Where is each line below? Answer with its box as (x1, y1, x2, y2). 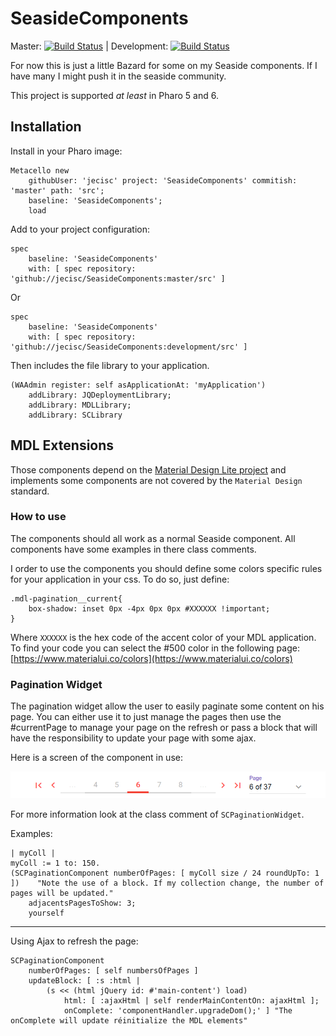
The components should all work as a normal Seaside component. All (10, 532, 296, 544)
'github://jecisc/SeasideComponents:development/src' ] (10, 342, 248, 352)
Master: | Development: (10, 40, 169, 52)
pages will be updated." (10, 888, 114, 898)
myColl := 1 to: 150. (10, 858, 101, 868)
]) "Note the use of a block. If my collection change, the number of (10, 878, 325, 888)
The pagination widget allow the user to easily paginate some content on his (10, 700, 325, 712)
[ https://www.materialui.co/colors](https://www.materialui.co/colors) (10, 652, 293, 664)
